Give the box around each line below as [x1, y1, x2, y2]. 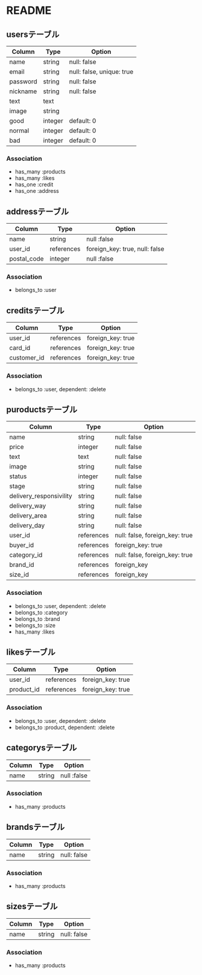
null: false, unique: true [69, 68, 134, 76]
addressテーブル [6, 206, 69, 216]
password [9, 77, 37, 85]
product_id [9, 685, 40, 694]
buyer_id [9, 541, 34, 549]
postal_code [9, 254, 44, 263]
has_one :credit [14, 181, 54, 188]
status [9, 472, 27, 481]
